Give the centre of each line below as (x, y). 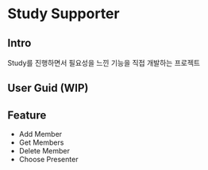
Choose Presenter (48, 160)
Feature (27, 115)
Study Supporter (64, 14)
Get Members (41, 142)
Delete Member (44, 151)
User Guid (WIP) (48, 88)
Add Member (40, 134)
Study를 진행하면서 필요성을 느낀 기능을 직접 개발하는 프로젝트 (104, 63)
